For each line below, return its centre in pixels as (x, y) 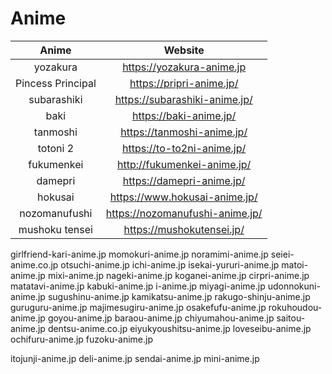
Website (184, 50)
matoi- (295, 264)
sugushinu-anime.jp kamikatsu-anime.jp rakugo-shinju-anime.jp (179, 296)
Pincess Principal (56, 83)
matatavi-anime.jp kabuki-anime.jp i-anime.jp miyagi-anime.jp (138, 286)
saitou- (291, 318)
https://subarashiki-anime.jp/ (183, 99)
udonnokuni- (294, 286)
